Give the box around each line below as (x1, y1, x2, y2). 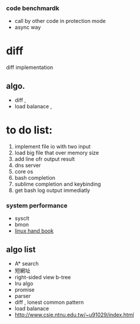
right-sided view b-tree (14, 274, 71, 281)
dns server (14, 161, 41, 168)
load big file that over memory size (14, 149, 99, 156)
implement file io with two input (14, 143, 91, 150)
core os (14, 168, 34, 175)
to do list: (6, 124, 53, 137)
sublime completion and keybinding (14, 180, 101, 187)
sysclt (14, 215, 29, 222)
